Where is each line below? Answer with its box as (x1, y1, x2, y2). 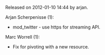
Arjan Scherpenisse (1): (5, 14, 54, 20)
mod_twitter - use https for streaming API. (12, 24, 100, 30)
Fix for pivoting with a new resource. (12, 44, 89, 50)
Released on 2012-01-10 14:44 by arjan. (5, 5, 88, 10)
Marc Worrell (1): (5, 34, 40, 40)
